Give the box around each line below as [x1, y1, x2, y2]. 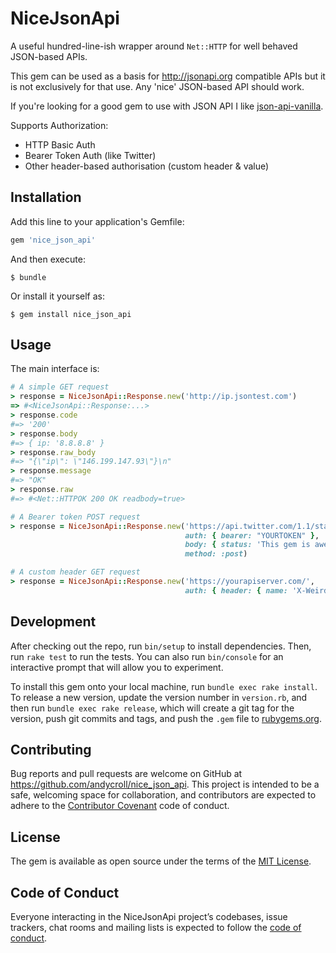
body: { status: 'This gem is [184, 540, 311, 550]
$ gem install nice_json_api [10, 309, 132, 319]
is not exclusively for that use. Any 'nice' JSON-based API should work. [10, 80, 305, 92]
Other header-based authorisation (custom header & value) [24, 160, 270, 172]
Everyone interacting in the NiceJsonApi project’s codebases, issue [10, 911, 288, 923]
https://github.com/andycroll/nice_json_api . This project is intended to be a [10, 778, 320, 791]
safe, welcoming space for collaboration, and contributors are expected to [10, 789, 317, 801]
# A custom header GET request [10, 567, 141, 577]
